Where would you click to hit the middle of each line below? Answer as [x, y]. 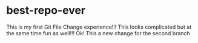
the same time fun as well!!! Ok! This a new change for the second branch [98, 33]
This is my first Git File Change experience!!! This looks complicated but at [99, 27]
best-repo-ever [46, 10]
